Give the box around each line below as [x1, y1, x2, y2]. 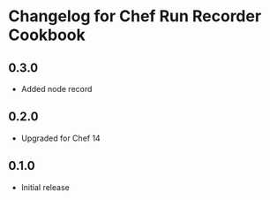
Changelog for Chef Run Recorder [8, 6, 262, 27]
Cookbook [8, 25, 86, 45]
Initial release [20, 181, 70, 192]
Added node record [20, 84, 93, 94]
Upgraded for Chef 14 [20, 133, 101, 143]
